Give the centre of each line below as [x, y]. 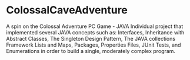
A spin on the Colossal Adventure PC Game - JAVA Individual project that [95, 26]
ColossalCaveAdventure [67, 10]
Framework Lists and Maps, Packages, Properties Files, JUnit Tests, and [94, 45]
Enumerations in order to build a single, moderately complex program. [91, 51]
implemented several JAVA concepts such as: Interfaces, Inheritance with [95, 32]
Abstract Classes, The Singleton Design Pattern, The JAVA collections [91, 38]
